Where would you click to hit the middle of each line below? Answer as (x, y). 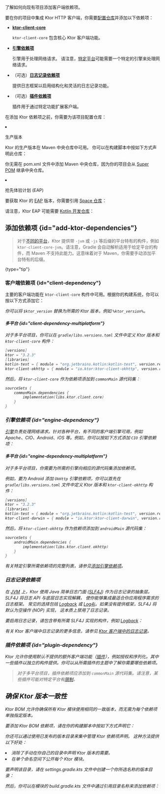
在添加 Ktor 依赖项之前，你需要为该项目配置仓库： (56, 117)
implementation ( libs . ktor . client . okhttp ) (66, 547)
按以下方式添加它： (25, 301)
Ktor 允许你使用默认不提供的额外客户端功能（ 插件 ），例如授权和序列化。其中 (82, 656)
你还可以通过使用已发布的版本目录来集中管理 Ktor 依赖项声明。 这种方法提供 (82, 736)
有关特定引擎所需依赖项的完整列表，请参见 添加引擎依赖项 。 (65, 566)
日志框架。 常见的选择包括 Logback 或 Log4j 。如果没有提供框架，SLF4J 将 (81, 604)
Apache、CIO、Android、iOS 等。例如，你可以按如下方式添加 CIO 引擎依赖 (81, 438)
